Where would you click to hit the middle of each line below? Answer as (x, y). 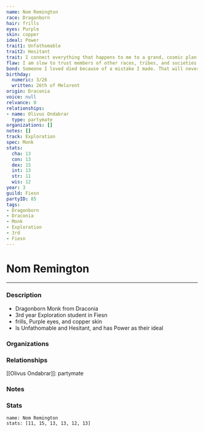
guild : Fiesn (23, 193)
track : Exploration (31, 137)
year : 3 (16, 188)
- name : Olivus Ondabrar (38, 114)
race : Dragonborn (28, 18)
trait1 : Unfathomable (34, 46)
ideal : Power (23, 40)
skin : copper (23, 35)
